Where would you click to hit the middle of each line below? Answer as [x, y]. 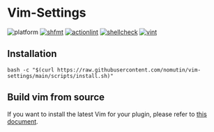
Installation [32, 54]
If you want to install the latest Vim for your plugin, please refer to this [107, 114]
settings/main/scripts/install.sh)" [60, 76]
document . [23, 121]
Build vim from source [56, 98]
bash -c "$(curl [31, 70]
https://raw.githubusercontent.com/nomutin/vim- [129, 70]
